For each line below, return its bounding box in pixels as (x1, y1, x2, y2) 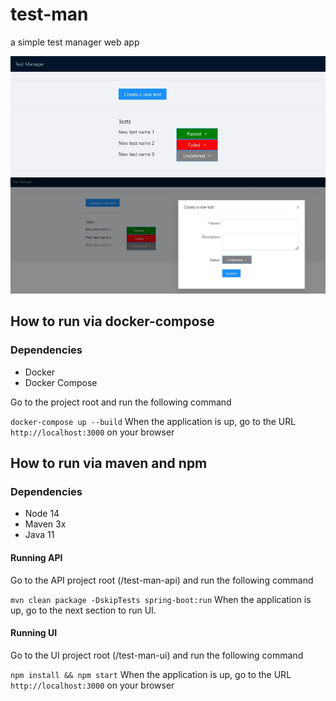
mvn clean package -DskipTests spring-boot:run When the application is (10, 593, 312, 605)
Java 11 (24, 529, 55, 541)
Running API (10, 552, 63, 564)
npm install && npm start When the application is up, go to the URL (10, 668, 292, 680)
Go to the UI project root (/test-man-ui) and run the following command (10, 649, 304, 661)
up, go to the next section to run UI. (10, 604, 157, 616)
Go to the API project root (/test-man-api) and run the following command (10, 574, 314, 586)
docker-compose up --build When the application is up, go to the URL (10, 415, 297, 427)
